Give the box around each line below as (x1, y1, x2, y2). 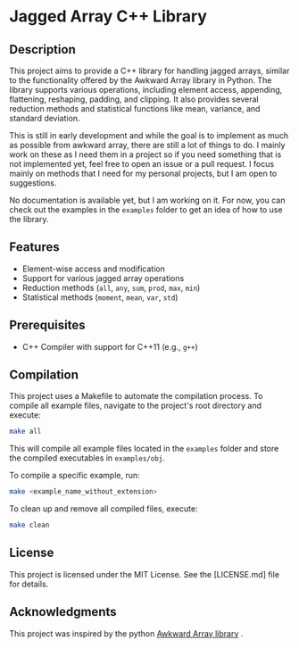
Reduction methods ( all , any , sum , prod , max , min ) (21, 282, 201, 293)
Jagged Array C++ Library (9, 6, 208, 27)
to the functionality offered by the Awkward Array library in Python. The (9, 75, 272, 86)
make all (9, 427, 42, 436)
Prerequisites (9, 318, 86, 333)
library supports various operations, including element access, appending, (9, 85, 283, 95)
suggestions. (9, 178, 57, 188)
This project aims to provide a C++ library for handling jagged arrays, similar (9, 65, 290, 76)
